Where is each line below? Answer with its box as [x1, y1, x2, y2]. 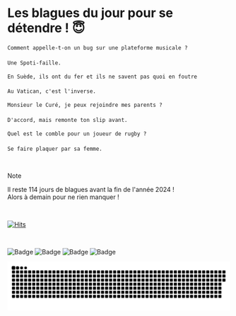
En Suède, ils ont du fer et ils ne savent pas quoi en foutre [7, 73, 198, 80]
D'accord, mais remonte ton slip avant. [7, 116, 129, 123]
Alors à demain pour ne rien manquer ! [7, 193, 119, 201]
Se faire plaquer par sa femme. [7, 145, 102, 152]
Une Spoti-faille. [7, 59, 61, 67]
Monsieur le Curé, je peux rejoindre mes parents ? [7, 101, 163, 109]
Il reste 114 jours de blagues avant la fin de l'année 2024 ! [7, 186, 175, 194]
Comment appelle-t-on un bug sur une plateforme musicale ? [7, 44, 189, 51]
